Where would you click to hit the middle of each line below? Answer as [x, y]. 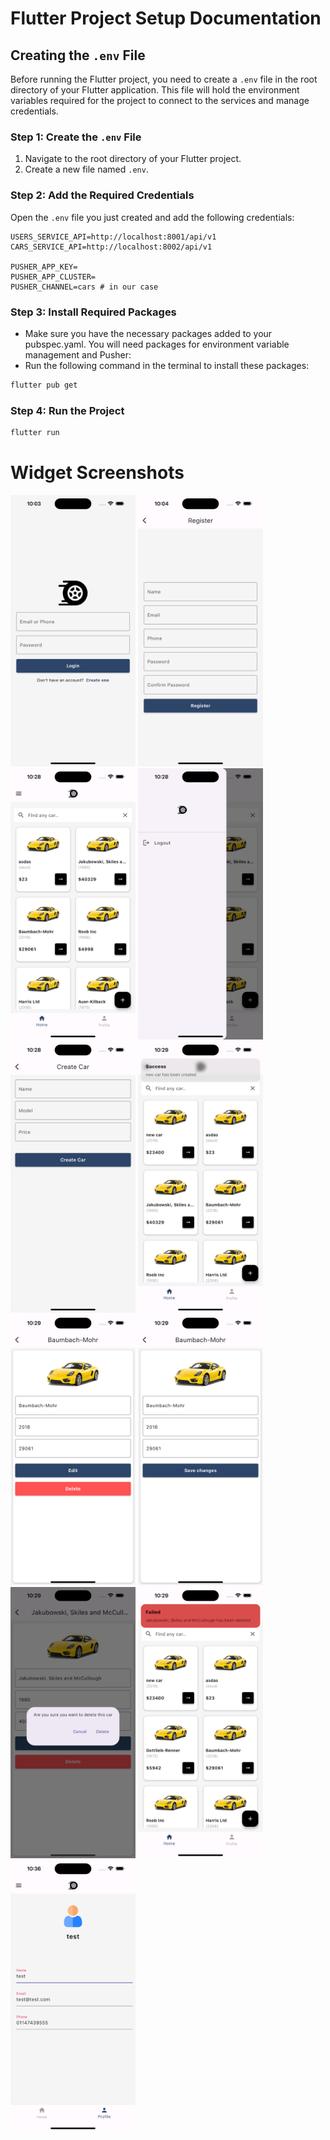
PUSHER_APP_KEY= [44, 267]
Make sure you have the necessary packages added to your [148, 333]
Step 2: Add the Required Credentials [102, 195]
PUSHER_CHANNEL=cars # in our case [84, 287]
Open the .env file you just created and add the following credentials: [152, 217]
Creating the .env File [78, 55]
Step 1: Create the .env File [76, 137]
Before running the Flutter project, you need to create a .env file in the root [164, 79]
